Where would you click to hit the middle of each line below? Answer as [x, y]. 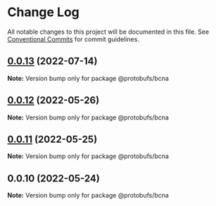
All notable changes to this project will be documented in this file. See [108, 32]
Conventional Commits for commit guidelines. [73, 39]
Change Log [43, 12]
